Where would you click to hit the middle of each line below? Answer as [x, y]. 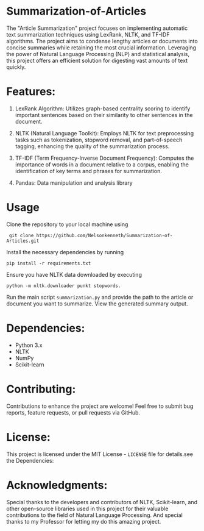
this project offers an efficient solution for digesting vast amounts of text [97, 60]
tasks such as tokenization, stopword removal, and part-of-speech [99, 140]
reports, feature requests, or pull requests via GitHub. [73, 412]
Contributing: [41, 389]
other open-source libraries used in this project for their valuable [87, 508]
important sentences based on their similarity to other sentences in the [104, 115]
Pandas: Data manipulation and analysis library [74, 183]
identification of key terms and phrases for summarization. [89, 171]
